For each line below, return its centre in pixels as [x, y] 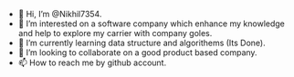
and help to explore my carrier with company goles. [115, 33]
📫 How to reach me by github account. [92, 63]
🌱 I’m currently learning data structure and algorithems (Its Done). [142, 43]
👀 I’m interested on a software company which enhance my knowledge [152, 24]
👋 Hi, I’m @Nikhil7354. [60, 14]
